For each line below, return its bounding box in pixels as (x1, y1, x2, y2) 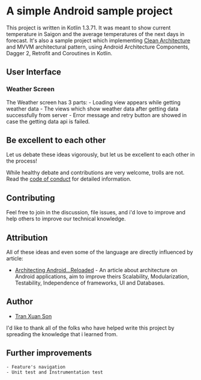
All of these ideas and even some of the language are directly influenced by (6, 249, 193, 256)
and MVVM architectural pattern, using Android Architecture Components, (6, 43, 190, 50)
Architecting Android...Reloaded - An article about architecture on (14, 267, 178, 274)
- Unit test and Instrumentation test (6, 369, 103, 375)
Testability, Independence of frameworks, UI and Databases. (14, 279, 165, 286)
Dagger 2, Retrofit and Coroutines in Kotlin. (6, 49, 113, 56)
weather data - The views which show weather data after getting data (6, 105, 179, 112)
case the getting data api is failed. (6, 118, 90, 125)
